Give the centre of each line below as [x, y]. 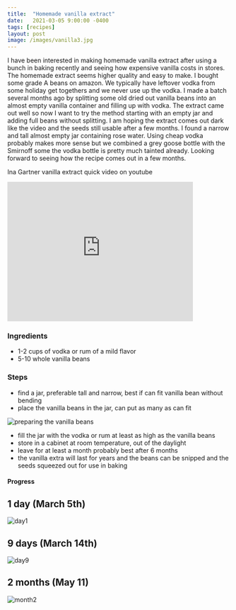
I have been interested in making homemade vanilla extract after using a [112, 60]
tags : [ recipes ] [31, 27]
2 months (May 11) [48, 583]
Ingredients [28, 336]
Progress [21, 482]
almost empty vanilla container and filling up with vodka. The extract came [116, 106]
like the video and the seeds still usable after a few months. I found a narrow [118, 128]
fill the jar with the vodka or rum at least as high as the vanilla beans [116, 435]
